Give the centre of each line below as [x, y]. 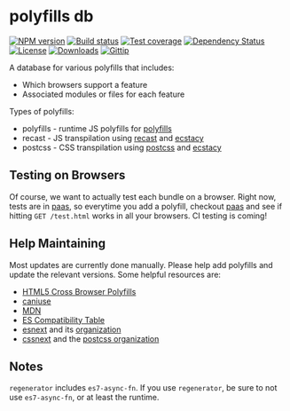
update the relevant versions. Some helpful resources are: [115, 274]
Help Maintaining [58, 244]
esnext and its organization [71, 329]
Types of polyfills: [42, 111]
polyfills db [51, 16]
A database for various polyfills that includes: [92, 67]
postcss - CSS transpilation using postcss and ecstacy [121, 147]
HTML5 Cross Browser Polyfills [79, 291]
